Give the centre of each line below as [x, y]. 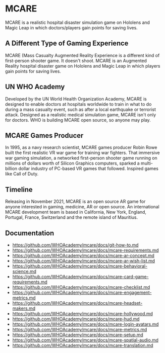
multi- [147, 163]
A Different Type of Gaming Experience [67, 44]
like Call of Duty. [22, 174]
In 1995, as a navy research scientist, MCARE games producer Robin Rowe [81, 148]
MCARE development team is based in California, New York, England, [76, 212]
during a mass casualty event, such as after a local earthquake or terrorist [81, 109]
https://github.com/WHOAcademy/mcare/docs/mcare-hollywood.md [82, 313]
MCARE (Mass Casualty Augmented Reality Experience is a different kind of [82, 55]
